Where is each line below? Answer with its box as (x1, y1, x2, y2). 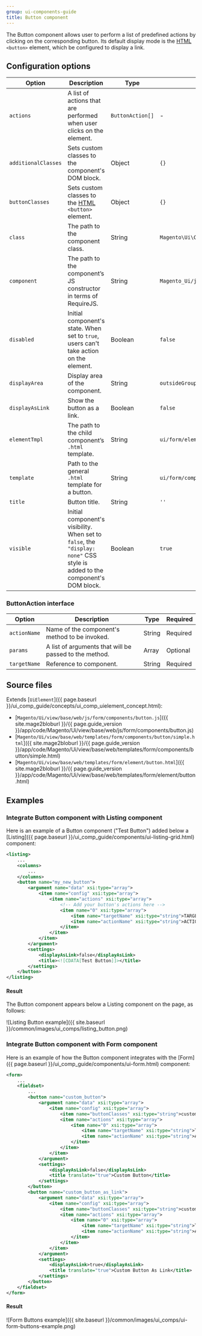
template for (67, 480, 102, 489)
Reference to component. (46, 660, 118, 668)
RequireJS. (67, 299, 99, 308)
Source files (6, 680, 52, 690)
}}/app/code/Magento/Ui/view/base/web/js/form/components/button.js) (14, 727, 194, 734)
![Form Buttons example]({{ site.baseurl (6, 1316, 104, 1323)
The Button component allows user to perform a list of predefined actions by (6, 31, 196, 38)
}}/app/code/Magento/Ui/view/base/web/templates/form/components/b (14, 746, 194, 753)
